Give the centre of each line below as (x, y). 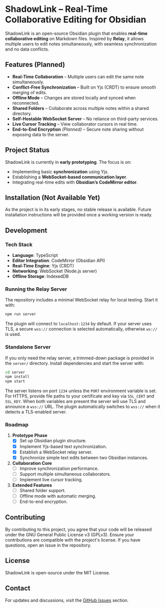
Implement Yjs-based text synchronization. (63, 446)
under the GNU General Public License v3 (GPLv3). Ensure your (70, 534)
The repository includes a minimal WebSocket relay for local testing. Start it (82, 300)
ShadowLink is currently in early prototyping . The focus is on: (68, 162)
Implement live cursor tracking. (51, 479)
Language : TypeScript (35, 255)
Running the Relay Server (36, 289)
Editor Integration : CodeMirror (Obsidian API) (59, 260)
